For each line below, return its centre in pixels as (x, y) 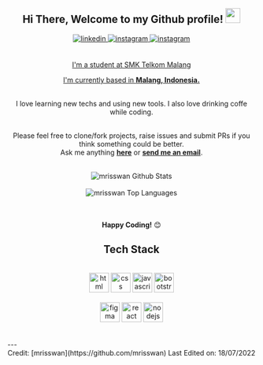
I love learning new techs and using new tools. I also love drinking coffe (131, 103)
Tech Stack (131, 250)
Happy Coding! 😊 (131, 225)
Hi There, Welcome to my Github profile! (123, 19)
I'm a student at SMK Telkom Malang (131, 65)
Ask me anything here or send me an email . (131, 152)
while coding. (131, 112)
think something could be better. (131, 143)
